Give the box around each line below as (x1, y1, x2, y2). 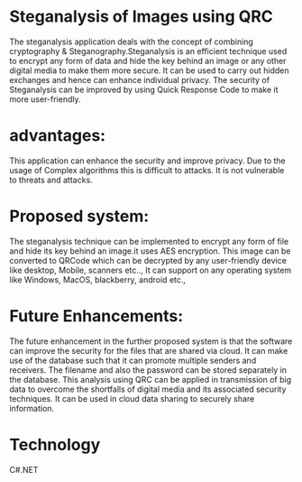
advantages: (9, 125, 106, 146)
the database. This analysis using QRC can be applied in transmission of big (9, 374, 291, 385)
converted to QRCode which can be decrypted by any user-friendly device (9, 255, 287, 265)
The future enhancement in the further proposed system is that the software (9, 336, 293, 347)
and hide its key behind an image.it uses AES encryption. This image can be (9, 246, 291, 256)
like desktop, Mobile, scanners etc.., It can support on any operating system (9, 264, 292, 275)
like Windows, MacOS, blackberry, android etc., (9, 273, 187, 285)
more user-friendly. (9, 93, 81, 105)
